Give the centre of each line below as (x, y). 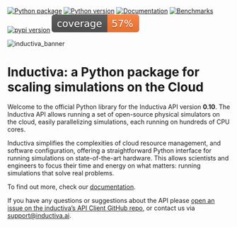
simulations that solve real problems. (61, 173)
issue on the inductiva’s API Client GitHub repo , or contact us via (101, 208)
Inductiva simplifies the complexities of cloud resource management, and (114, 143)
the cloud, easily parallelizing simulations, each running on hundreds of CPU (118, 122)
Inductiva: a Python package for (104, 72)
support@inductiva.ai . (40, 215)
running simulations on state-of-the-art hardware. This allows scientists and (118, 158)
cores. (17, 129)
